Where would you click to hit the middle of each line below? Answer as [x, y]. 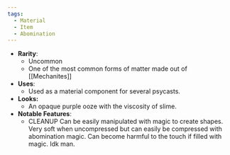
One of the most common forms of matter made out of [108, 69]
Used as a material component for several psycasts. [104, 91]
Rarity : [28, 54]
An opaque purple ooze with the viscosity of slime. [103, 106]
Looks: [28, 99]
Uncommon [45, 62]
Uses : [26, 84]
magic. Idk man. [52, 144]
